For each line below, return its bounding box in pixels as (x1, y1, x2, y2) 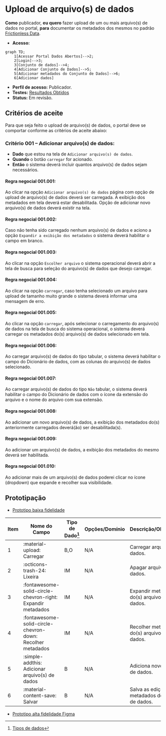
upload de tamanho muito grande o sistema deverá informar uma (5, 293, 137, 299)
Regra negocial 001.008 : (5, 408, 57, 414)
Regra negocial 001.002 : (5, 216, 57, 222)
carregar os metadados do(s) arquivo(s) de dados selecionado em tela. (5, 331, 150, 337)
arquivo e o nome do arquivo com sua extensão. (5, 397, 103, 403)
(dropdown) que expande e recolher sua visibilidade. (5, 480, 113, 486)
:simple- (23, 653, 43, 660)
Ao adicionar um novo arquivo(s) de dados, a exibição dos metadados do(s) (5, 419, 160, 425)
